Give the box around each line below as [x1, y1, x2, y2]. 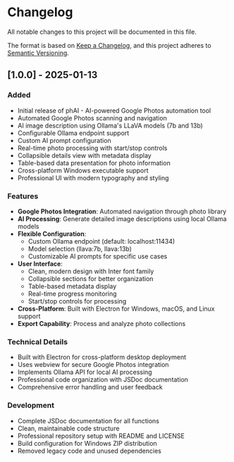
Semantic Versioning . [7, 49, 69, 57]
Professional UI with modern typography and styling [17, 173, 169, 182]
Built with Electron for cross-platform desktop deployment [17, 353, 187, 361]
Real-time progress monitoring [27, 289, 118, 298]
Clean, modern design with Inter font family [27, 267, 154, 275]
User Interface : [17, 259, 63, 268]
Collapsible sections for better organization [27, 274, 154, 282]
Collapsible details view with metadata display [17, 151, 152, 159]
